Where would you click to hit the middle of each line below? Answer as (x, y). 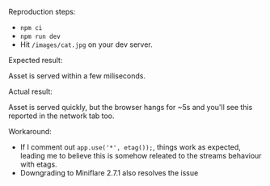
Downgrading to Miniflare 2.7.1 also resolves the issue (109, 173)
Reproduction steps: (42, 12)
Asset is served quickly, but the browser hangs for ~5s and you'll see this (131, 107)
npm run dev (40, 36)
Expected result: (36, 60)
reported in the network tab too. (61, 116)
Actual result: (30, 91)
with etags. (39, 164)
